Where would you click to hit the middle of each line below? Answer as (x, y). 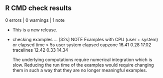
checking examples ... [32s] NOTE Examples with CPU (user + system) (85, 39)
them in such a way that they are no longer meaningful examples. (80, 70)
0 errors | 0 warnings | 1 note (35, 20)
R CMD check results (38, 8)
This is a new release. (35, 30)
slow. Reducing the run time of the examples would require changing (83, 65)
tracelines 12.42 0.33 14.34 (40, 50)
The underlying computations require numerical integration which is (82, 60)
